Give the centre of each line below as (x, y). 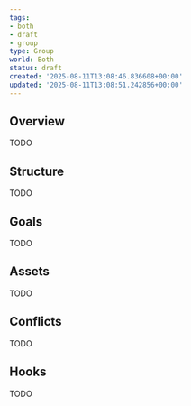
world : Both (32, 60)
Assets (29, 272)
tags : (19, 18)
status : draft (36, 69)
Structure (37, 171)
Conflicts (36, 322)
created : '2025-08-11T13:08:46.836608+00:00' (96, 77)
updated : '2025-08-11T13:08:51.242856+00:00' (96, 85)
